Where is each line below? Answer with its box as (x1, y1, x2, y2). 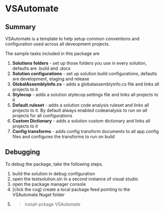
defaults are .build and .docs (12, 65, 71, 71)
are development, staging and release (12, 76, 90, 82)
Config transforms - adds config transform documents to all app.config (12, 128, 159, 134)
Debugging (5, 148, 41, 156)
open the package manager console (12, 181, 86, 187)
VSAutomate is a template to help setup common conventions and (5, 36, 140, 42)
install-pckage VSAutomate (24, 201, 81, 207)
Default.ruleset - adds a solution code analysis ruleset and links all (12, 102, 149, 108)
